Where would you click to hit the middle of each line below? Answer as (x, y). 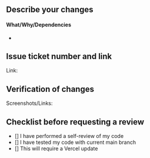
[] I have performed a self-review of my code (69, 136)
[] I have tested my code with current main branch (75, 142)
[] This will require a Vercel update (56, 149)
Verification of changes (50, 89)
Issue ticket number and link (59, 56)
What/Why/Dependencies (39, 24)
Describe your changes (50, 10)
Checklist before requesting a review (75, 122)
